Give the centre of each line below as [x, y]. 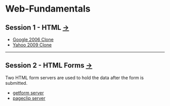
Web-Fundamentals [48, 9]
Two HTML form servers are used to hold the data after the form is [75, 77]
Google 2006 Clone [33, 39]
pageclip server [29, 98]
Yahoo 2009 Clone [32, 45]
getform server [28, 93]
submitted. [16, 83]
